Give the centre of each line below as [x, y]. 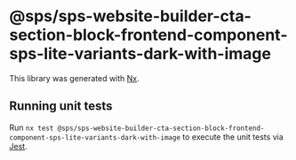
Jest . [19, 146]
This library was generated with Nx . [74, 78]
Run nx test [32, 127]
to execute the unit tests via [232, 137]
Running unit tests [61, 107]
